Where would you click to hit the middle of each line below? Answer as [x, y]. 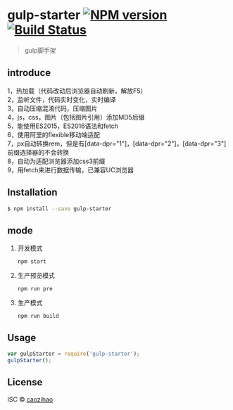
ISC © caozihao [30, 399]
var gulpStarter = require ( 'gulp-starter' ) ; [74, 354]
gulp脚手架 [40, 50]
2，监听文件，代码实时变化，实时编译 [62, 99]
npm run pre [35, 289]
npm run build [38, 316]
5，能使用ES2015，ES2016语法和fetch [63, 126]
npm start [32, 262]
